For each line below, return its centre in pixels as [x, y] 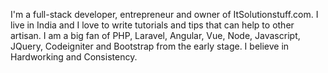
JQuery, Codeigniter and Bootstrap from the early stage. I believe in [150, 46]
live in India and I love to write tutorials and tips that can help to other [152, 25]
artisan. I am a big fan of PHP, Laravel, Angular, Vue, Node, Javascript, [155, 35]
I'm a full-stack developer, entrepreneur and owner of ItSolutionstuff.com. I [164, 14]
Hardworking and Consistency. [74, 57]
